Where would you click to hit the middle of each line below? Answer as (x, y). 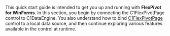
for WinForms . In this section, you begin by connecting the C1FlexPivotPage (85, 13)
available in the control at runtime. (41, 29)
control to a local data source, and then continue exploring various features (84, 23)
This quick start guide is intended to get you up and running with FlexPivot (83, 7)
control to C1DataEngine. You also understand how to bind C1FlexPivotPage (84, 18)
